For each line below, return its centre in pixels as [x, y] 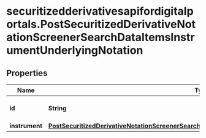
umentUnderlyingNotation [75, 51]
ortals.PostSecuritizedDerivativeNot [101, 24]
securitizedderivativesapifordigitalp [100, 11]
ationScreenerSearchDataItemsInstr [101, 37]
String [57, 108]
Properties [27, 73]
